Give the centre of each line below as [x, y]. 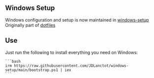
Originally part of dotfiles [30, 25]
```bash [13, 61]
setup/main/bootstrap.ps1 [31, 70]
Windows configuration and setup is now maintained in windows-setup [77, 20]
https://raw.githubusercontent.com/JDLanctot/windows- [71, 66]
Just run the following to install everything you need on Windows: [71, 52]
